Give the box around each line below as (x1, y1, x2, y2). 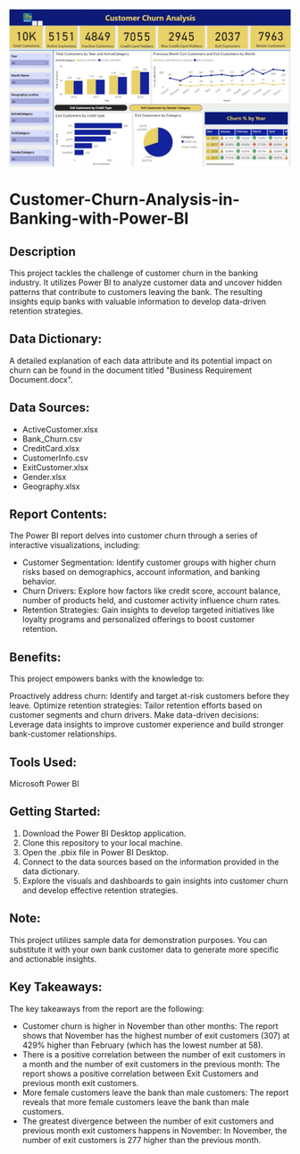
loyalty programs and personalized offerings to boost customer (21, 614, 255, 625)
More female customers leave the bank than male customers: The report (21, 1087, 289, 1098)
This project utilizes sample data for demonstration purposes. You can (9, 934, 268, 945)
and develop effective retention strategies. (21, 885, 179, 896)
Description (9, 244, 76, 259)
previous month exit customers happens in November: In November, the (21, 1125, 287, 1135)
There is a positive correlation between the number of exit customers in (21, 1049, 286, 1059)
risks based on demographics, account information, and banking (21, 567, 261, 577)
